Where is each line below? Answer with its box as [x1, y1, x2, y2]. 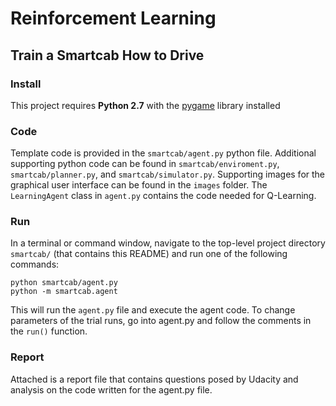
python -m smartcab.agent [10, 287, 118, 297]
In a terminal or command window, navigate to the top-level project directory [10, 237, 326, 249]
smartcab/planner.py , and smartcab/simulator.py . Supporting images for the [10, 168, 326, 181]
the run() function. [10, 325, 88, 337]
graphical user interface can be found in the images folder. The [10, 179, 268, 191]
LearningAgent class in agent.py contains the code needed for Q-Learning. [10, 190, 317, 202]
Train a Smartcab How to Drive [10, 47, 205, 64]
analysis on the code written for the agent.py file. [10, 383, 213, 396]
